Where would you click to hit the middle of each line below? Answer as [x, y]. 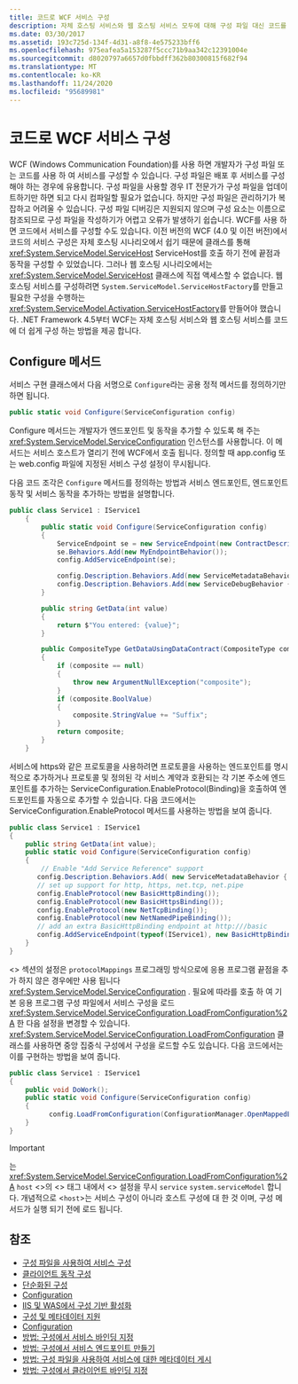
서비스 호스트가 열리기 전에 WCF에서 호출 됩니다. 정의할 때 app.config [154, 452]
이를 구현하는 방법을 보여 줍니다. [65, 1056]
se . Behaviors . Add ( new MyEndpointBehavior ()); [142, 552]
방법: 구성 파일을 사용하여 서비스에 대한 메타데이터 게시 [117, 1359]
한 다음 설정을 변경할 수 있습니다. [73, 1023]
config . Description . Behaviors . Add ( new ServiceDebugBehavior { [174, 585]
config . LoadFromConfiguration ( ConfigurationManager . [148, 1114]
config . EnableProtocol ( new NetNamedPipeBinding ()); [134, 918]
